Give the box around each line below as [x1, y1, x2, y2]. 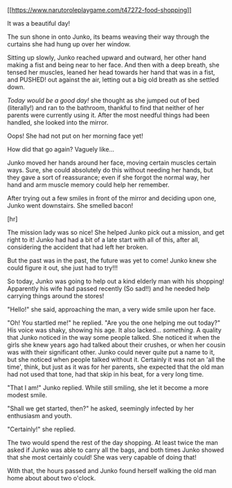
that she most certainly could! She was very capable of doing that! [7, 453, 197, 461]
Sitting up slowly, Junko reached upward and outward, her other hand [7, 53, 206, 62]
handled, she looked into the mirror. [7, 118, 109, 127]
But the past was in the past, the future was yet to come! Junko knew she [7, 256, 217, 264]
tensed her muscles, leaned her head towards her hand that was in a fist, [7, 69, 215, 76]
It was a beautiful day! [7, 19, 71, 27]
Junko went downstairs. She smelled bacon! [7, 201, 134, 210]
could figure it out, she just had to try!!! [7, 264, 118, 272]
